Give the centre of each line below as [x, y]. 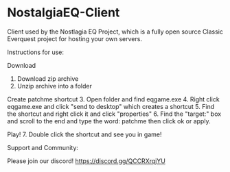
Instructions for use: [35, 52]
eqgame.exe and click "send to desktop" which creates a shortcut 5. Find [111, 106]
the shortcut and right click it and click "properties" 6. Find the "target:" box [114, 114]
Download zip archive [48, 78]
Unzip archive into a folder [55, 86]
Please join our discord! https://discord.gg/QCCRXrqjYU [87, 161]
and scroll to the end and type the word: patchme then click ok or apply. [109, 121]
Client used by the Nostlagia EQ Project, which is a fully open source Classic [115, 32]
